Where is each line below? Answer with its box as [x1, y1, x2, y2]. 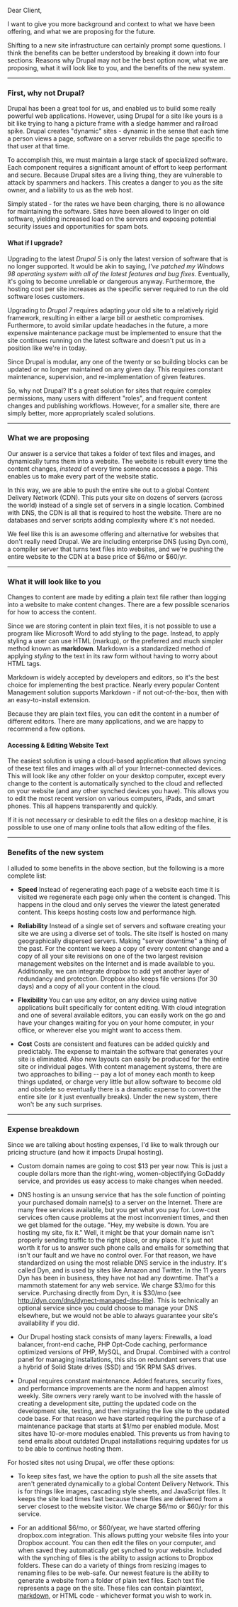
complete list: [7, 871, 47, 880]
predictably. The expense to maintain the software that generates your [17, 1047, 224, 1055]
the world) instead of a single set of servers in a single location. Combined [7, 501, 225, 509]
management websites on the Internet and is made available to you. [17, 959, 215, 968]
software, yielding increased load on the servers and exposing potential [7, 214, 217, 223]
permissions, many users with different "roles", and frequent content [7, 393, 208, 402]
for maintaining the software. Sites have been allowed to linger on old [7, 207, 210, 216]
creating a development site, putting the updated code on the [17, 1399, 197, 1407]
